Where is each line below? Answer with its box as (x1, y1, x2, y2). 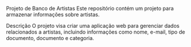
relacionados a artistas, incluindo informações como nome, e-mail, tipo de (6, 28, 186, 35)
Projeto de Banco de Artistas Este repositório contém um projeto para (6, 5, 174, 12)
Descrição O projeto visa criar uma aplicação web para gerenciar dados (6, 23, 180, 29)
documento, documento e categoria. (6, 35, 94, 41)
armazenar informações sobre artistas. (6, 11, 100, 18)
